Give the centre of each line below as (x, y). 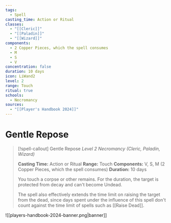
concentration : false (28, 67)
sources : (15, 105)
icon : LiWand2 (20, 76)
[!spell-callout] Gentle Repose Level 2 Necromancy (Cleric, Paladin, (89, 149)
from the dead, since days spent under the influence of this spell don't (92, 200)
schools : (15, 95)
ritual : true (19, 90)
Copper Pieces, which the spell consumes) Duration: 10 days (82, 169)
